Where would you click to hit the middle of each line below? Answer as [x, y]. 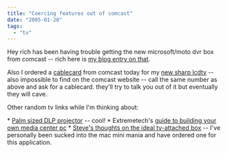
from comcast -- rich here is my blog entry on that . [79, 59]
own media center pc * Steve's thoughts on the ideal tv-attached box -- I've [114, 128]
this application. [30, 142]
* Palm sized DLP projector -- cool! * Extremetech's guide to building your [112, 121]
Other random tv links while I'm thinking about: [73, 107]
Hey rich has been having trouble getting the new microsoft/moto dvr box [110, 52]
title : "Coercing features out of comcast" [70, 13]
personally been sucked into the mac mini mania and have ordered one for [112, 135]
